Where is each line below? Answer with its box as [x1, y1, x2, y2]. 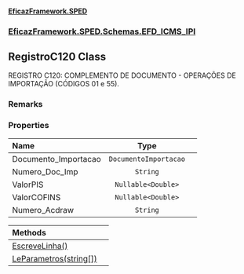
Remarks [8, 99, 43, 110]
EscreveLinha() [12, 240, 68, 251]
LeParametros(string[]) [12, 253, 97, 264]
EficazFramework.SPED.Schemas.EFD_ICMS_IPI [8, 26, 196, 37]
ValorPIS [12, 179, 44, 190]
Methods [12, 227, 47, 238]
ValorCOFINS [12, 192, 61, 203]
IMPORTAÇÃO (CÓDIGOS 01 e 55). [8, 79, 120, 89]
